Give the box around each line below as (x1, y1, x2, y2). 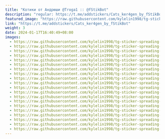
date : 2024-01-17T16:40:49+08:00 (5, 30, 74, 35)
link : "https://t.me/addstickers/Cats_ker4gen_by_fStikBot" (5, 21, 131, 26)
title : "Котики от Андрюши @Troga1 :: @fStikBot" (5, 7, 109, 12)
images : (5, 35, 21, 40)
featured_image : (5, 16, 38, 21)
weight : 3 (5, 26, 26, 31)
